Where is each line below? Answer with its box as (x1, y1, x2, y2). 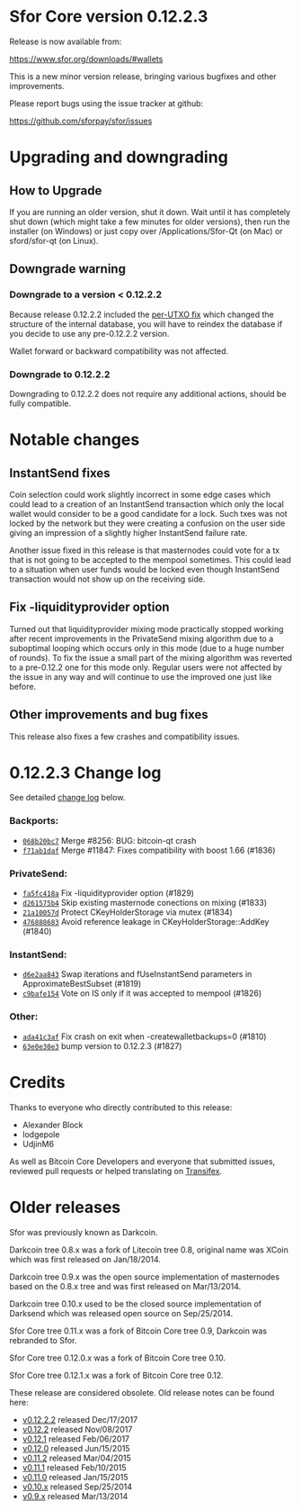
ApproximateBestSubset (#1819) (22, 979, 142, 990)
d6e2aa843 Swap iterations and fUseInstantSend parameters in (22, 969, 252, 980)
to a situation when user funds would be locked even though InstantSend (9, 564, 280, 574)
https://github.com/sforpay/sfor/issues (9, 115, 153, 126)
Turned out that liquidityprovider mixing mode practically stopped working (9, 623, 284, 634)
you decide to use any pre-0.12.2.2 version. (9, 328, 170, 339)
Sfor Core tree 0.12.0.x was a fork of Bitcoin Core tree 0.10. (9, 1352, 226, 1363)
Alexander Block (22, 1119, 84, 1130)
